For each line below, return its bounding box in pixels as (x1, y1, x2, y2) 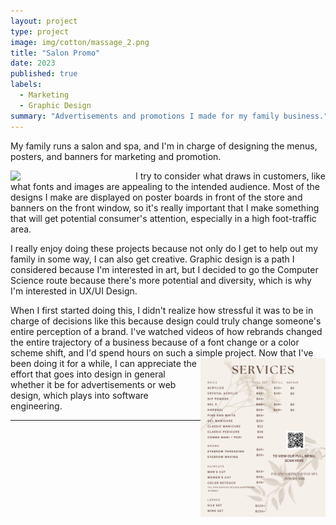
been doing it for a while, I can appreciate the (10, 357, 197, 369)
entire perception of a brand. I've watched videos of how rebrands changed (10, 325, 323, 337)
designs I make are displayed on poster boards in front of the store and (10, 191, 303, 203)
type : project (10, 26, 70, 37)
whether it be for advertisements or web (10, 378, 177, 390)
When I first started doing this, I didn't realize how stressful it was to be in (10, 304, 314, 316)
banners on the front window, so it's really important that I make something (10, 201, 320, 214)
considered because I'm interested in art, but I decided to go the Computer (10, 263, 319, 275)
